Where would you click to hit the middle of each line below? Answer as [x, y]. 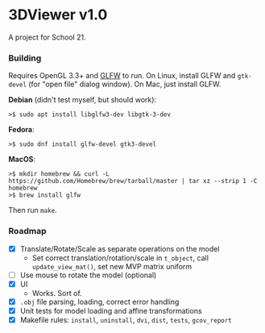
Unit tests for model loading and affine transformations [111, 310]
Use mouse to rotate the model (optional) [88, 275]
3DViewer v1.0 [58, 15]
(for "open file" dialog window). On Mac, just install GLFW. [124, 84]
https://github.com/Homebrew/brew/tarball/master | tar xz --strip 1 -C [133, 181]
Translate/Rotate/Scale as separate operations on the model [120, 248]
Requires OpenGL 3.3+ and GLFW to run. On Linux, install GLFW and [122, 76]
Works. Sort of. [57, 293]
